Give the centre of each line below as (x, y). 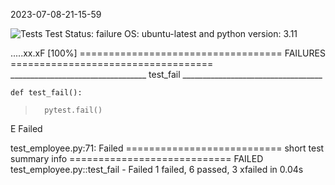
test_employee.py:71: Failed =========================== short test (167, 148)
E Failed (26, 128)
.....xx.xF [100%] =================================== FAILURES (168, 53)
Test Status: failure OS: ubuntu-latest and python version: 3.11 (171, 33)
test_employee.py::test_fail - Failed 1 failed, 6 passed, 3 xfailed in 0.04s (157, 169)
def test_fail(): (46, 93)
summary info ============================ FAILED (137, 158)
